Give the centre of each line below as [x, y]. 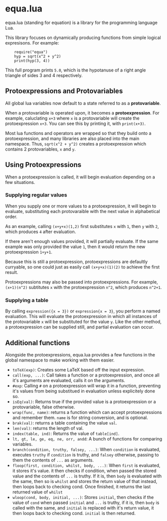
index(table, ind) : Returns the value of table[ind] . [66, 433]
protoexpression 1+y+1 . [29, 252]
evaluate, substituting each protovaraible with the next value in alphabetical [83, 211]
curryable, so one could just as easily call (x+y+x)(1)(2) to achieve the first [83, 267]
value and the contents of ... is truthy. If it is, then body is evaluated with [87, 476]
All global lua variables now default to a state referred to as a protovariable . [83, 103]
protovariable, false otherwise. [44, 407]
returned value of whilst [38, 492]
